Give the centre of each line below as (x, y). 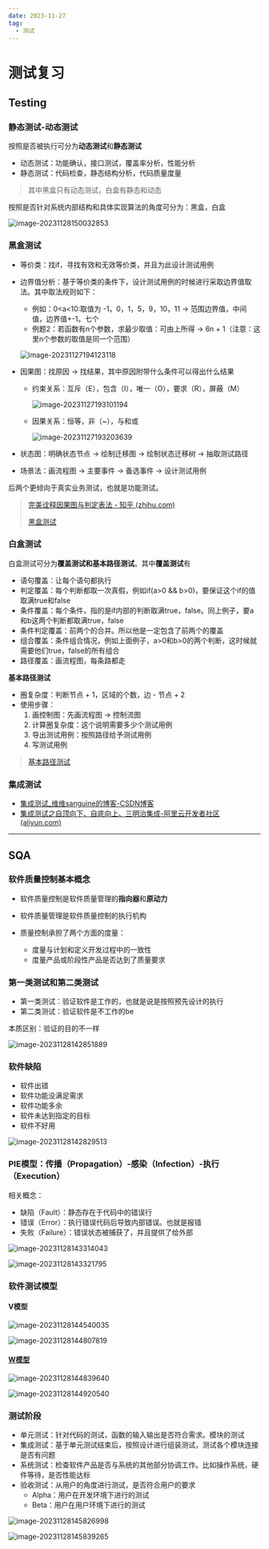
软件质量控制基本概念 (49, 880)
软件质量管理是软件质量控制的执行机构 (83, 916)
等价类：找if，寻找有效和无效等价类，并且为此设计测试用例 (117, 265)
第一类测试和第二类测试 (53, 982)
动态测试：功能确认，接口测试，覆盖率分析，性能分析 (108, 163)
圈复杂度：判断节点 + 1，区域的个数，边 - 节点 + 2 (102, 694)
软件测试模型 (33, 1286)
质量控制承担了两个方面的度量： (72, 932)
